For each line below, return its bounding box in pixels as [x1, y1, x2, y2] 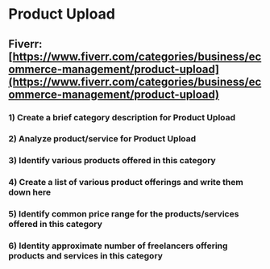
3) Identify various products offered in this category [8, 155, 216, 166]
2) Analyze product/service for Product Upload [8, 133, 197, 145]
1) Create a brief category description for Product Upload [8, 111, 236, 123]
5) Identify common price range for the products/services [8, 208, 239, 220]
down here [8, 187, 52, 198]
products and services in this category [8, 250, 164, 262]
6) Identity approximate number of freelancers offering [8, 240, 228, 251]
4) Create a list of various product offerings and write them [8, 177, 243, 188]
